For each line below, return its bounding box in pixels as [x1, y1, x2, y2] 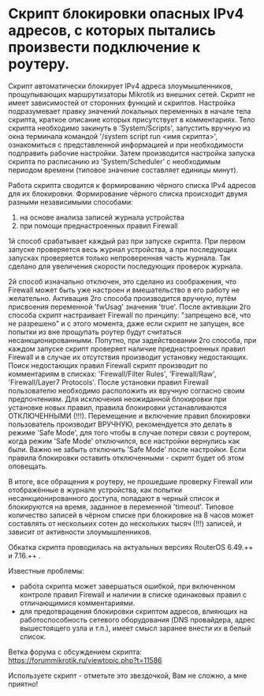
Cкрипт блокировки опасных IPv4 [8, 5, 244, 23]
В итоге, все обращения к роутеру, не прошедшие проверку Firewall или [8, 476, 253, 486]
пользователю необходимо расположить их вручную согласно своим [8, 386, 245, 395]
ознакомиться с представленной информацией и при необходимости [8, 140, 244, 149]
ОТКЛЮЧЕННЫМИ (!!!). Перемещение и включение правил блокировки [8, 411, 251, 420]
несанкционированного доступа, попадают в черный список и [8, 493, 220, 502]
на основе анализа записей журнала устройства [19, 213, 185, 222]
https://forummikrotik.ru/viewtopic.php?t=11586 [8, 655, 162, 664]
